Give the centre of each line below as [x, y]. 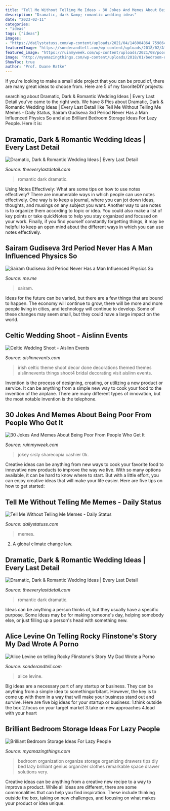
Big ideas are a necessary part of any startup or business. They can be [79, 686]
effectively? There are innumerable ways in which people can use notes [80, 194]
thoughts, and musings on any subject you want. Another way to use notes [83, 205]
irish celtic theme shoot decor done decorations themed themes [84, 367]
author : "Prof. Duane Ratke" [36, 67]
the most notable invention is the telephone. [51, 399]
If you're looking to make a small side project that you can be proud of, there [85, 81]
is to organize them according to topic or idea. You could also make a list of [84, 210]
